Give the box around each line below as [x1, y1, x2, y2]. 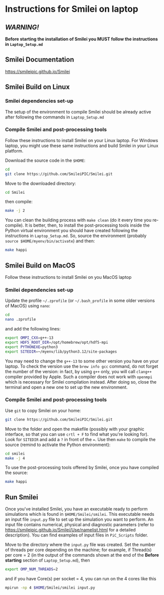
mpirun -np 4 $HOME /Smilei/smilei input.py [5, 585, 95, 591]
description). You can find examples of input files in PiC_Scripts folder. [5, 532, 148, 538]
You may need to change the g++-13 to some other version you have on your [5, 358, 159, 364]
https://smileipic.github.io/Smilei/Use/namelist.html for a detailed [5, 527, 136, 533]
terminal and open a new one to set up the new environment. [5, 384, 128, 390]
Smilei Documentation [5, 56, 74, 64]
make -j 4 [5, 456, 25, 461]
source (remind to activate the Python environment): [5, 442, 111, 447]
